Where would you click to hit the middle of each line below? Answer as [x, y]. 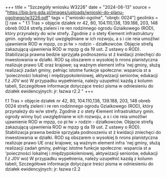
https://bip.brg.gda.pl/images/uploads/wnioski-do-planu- [66, 12]
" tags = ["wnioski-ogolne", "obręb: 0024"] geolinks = [103, 18]
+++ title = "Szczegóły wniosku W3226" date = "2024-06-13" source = [78, 7]
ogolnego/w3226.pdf [27, 18]
